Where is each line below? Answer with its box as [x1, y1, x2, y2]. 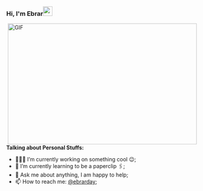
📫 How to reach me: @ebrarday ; [14, 178, 98, 186]
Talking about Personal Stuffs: [6, 144, 84, 151]
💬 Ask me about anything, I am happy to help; [14, 171, 129, 178]
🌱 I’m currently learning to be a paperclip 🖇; [14, 163, 125, 170]
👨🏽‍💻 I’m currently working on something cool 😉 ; [14, 156, 137, 163]
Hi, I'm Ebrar [6, 9, 43, 18]
